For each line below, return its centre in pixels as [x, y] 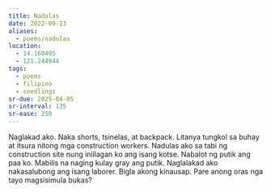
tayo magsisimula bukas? [51, 180]
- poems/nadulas [43, 39]
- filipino [34, 84]
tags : [17, 69]
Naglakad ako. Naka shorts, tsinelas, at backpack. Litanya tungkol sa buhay [134, 137]
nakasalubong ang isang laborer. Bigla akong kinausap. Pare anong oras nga [136, 172]
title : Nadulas [34, 16]
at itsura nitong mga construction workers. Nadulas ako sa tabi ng [118, 146]
